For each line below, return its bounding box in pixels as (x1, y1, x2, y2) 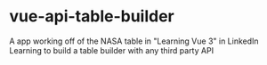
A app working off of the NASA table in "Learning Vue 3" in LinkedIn (9, 36, 260, 46)
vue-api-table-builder (9, 6, 175, 27)
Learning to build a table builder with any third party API (9, 45, 214, 55)
